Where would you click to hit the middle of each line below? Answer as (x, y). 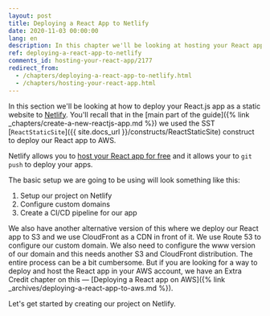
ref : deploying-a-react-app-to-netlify (75, 53)
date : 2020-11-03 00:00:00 (53, 31)
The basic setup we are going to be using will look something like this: (124, 180)
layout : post (30, 16)
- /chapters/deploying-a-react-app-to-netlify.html (104, 76)
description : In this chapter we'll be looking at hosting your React (129, 46)
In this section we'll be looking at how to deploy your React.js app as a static (135, 106)
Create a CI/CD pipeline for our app (78, 212)
